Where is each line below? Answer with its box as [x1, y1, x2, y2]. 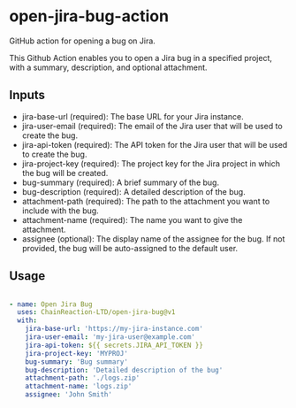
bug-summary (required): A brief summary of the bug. [21, 177, 219, 188]
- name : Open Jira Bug [9, 299, 93, 309]
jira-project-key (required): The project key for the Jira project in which [21, 158, 281, 169]
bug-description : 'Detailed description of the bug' [25, 366, 224, 374]
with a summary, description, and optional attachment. [9, 62, 208, 73]
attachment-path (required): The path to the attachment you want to [21, 196, 270, 206]
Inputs [9, 88, 46, 103]
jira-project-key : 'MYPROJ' [25, 349, 128, 358]
